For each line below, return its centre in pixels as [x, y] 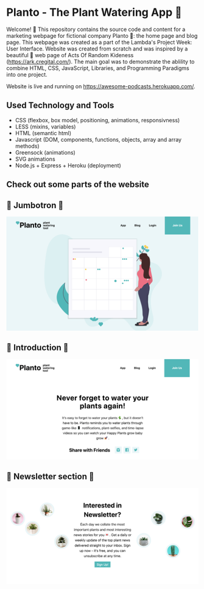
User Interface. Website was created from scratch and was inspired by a [97, 49]
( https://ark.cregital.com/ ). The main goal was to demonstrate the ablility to [100, 61]
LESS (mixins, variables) [45, 127]
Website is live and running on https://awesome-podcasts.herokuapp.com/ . [101, 86]
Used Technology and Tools [60, 106]
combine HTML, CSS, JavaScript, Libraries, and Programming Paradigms [98, 68]
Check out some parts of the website [78, 185]
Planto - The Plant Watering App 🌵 [94, 12]
